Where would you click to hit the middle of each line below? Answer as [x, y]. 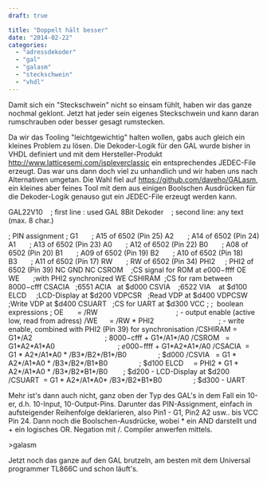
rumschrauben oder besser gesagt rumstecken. [86, 121]
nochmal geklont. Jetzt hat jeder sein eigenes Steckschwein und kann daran [133, 113]
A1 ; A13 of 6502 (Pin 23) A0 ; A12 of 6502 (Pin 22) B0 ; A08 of [128, 244]
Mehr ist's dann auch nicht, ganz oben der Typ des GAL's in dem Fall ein [127, 395]
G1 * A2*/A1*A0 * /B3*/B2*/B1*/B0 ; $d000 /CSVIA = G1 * [123, 354]
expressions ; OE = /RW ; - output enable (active [132, 312]
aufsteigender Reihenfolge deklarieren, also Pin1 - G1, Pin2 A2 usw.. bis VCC [133, 412]
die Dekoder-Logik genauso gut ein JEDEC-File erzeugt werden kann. [123, 196]
